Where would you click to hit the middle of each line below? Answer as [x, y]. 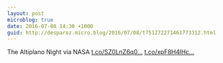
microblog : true [30, 20]
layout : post [26, 13]
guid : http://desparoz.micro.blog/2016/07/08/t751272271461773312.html [111, 33]
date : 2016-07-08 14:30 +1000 [50, 26]
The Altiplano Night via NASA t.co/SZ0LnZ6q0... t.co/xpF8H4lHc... [101, 52]
